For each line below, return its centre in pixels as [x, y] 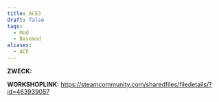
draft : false [26, 20]
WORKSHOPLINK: [33, 84]
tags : [15, 26]
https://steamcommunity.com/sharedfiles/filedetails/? [136, 84]
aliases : [20, 45]
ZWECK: [20, 71]
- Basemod [27, 39]
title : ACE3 [24, 13]
